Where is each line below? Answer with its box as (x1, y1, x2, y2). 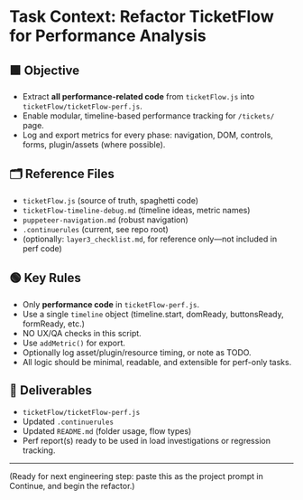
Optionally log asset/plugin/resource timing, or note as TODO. (22, 346, 252, 358)
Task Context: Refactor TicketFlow (9, 6, 274, 27)
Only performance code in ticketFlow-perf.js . (22, 298, 200, 309)
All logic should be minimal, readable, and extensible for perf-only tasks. (22, 356, 292, 367)
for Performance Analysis (9, 25, 207, 46)
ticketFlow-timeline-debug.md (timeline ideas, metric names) (22, 204, 251, 215)
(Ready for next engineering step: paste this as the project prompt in (9, 471, 263, 482)
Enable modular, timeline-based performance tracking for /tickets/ (22, 110, 275, 121)
